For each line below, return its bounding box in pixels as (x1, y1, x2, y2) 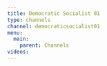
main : (13, 36, 30, 43)
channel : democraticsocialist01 (7, 23, 100, 30)
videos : (7, 49, 30, 56)
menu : (7, 29, 23, 36)
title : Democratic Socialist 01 (7, 10, 100, 17)
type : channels (7, 16, 51, 23)
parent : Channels (19, 42, 70, 49)
